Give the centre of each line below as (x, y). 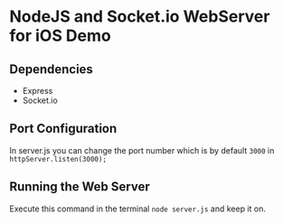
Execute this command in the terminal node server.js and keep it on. (138, 209)
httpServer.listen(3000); (58, 159)
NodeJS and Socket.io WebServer (140, 17)
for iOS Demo (60, 36)
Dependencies (51, 69)
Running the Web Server (80, 187)
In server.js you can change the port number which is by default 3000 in (142, 150)
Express (38, 91)
